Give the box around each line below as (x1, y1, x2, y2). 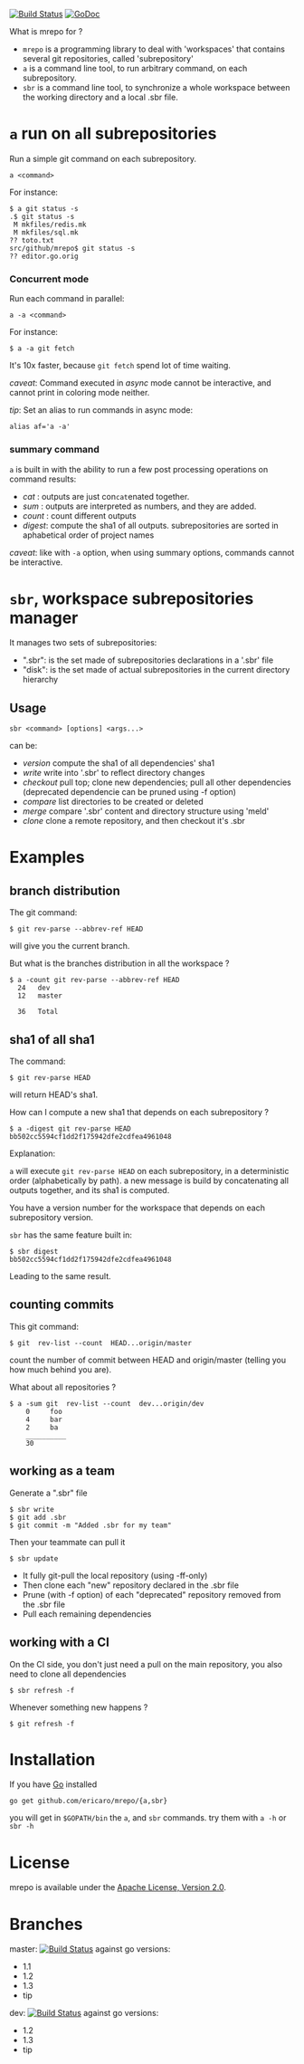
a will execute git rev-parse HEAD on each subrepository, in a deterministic (9, 1166, 290, 1177)
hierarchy (22, 674, 59, 685)
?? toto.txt (9, 235, 54, 244)
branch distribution (9, 883, 120, 898)
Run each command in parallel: (9, 293, 125, 304)
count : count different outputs (22, 510, 138, 521)
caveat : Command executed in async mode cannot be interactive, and (9, 377, 271, 388)
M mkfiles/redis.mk (13, 220, 88, 229)
